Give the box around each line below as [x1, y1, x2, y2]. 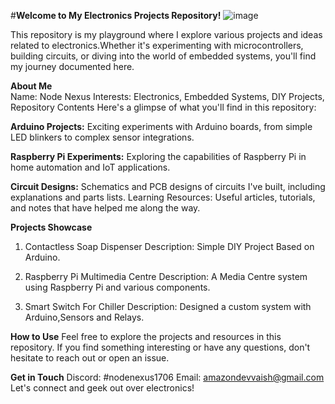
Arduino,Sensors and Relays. [24, 311, 145, 323]
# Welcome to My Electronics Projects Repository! [10, 10, 222, 21]
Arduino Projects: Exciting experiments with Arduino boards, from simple [10, 121, 313, 132]
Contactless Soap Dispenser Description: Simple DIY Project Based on [24, 241, 315, 252]
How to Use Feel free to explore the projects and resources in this [10, 331, 282, 342]
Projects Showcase [10, 221, 93, 233]
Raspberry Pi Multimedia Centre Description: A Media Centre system [24, 271, 308, 282]
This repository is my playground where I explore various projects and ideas [10, 29, 323, 40]
